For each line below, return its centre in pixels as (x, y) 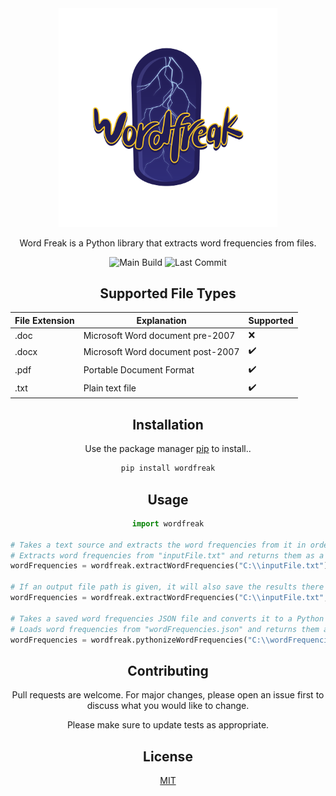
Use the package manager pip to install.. (168, 449)
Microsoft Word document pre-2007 (159, 335)
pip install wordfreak (168, 468)
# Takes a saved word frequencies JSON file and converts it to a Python (167, 618)
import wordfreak (168, 523)
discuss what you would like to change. (168, 706)
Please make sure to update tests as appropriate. (168, 725)
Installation (168, 424)
